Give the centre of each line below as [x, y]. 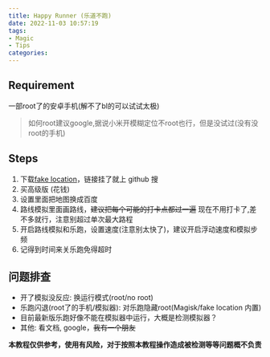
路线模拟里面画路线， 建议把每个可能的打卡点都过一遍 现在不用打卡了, [135, 209]
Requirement [41, 85]
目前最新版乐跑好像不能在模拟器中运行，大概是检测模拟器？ [119, 318]
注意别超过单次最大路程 [94, 219]
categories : [28, 53]
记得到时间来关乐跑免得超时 [66, 249]
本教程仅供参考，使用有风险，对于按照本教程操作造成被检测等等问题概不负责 [135, 345]
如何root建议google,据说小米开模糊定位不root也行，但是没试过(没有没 [143, 123]
